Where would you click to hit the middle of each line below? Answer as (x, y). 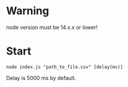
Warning (28, 11)
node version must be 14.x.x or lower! (52, 27)
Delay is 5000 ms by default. (41, 78)
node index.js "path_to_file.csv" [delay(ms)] (65, 67)
